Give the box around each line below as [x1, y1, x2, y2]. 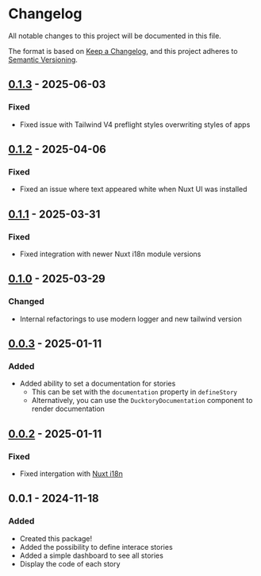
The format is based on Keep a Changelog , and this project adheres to [8, 46, 238, 56]
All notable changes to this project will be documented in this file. [8, 31, 222, 40]
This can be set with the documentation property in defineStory [31, 387, 238, 397]
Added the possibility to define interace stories [19, 542, 173, 551]
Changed [8, 296, 45, 307]
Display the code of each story [19, 559, 121, 568]
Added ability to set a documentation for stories [19, 378, 176, 389]
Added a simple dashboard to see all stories [19, 551, 164, 560]
